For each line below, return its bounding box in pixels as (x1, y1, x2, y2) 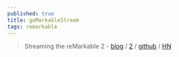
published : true (7, 10, 54, 17)
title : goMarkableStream (7, 17, 79, 24)
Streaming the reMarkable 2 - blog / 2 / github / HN (24, 42, 172, 51)
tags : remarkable (7, 23, 58, 30)
